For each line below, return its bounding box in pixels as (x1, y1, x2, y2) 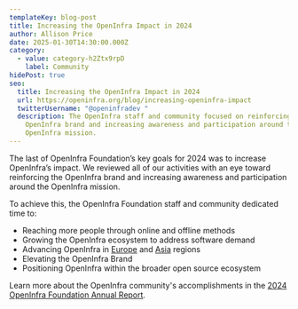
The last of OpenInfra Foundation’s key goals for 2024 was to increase (9, 153, 267, 163)
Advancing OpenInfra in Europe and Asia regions (21, 243, 201, 254)
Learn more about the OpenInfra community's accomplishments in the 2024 (9, 280, 287, 290)
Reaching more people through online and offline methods (21, 225, 236, 235)
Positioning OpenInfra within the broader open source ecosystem (21, 263, 262, 273)
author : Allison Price (9, 29, 93, 38)
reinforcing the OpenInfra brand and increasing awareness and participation (9, 171, 287, 182)
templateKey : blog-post (9, 12, 98, 22)
